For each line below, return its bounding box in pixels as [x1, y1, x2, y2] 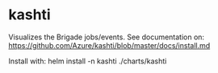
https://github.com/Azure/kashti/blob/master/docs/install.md [8, 40, 211, 50]
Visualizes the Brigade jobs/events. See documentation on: [8, 32, 204, 42]
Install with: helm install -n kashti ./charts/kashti [8, 56, 167, 66]
